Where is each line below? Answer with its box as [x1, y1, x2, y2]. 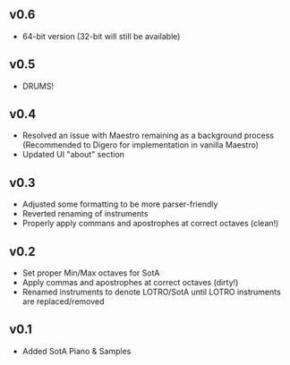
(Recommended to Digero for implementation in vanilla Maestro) [21, 140, 260, 150]
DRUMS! [21, 81, 54, 91]
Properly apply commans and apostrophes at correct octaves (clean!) [21, 218, 279, 229]
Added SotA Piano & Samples [21, 345, 132, 356]
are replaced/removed [21, 296, 105, 307]
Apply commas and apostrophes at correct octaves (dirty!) [21, 277, 239, 288]
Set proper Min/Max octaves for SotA [21, 267, 160, 278]
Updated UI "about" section [21, 149, 125, 160]
